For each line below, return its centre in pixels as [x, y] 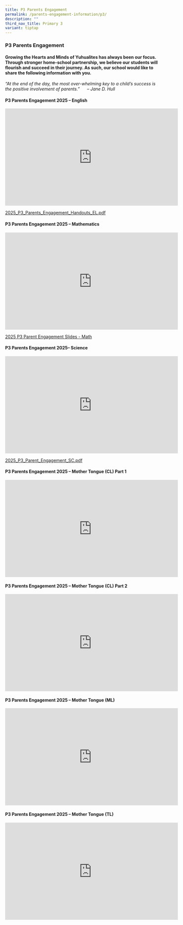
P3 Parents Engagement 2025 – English [46, 100]
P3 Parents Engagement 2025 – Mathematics [52, 224]
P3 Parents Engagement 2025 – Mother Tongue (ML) [60, 700]
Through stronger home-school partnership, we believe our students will [81, 62]
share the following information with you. [48, 73]
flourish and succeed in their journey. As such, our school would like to [79, 68]
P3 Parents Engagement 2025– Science [46, 348]
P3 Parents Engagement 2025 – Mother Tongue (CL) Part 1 [66, 471]
